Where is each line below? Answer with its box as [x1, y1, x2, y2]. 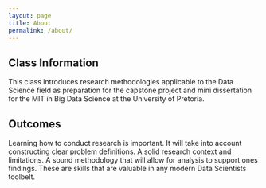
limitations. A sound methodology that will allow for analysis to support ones [8, 155, 259, 164]
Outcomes [8, 117, 61, 131]
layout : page [8, 11, 52, 20]
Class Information [8, 56, 100, 69]
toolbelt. [8, 172, 36, 182]
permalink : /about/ [8, 26, 73, 34]
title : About [8, 19, 52, 27]
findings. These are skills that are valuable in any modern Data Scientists [8, 164, 247, 173]
